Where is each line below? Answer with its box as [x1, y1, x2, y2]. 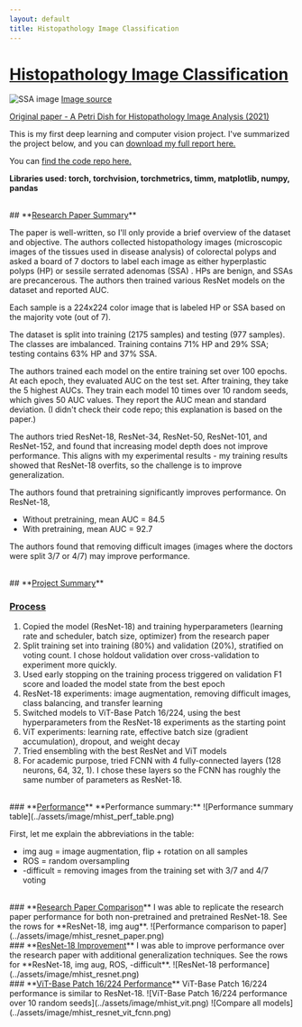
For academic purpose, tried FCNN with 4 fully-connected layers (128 [22, 755, 281, 766]
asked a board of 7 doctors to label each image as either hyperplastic [9, 256, 268, 267]
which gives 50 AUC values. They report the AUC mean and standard [9, 395, 267, 406]
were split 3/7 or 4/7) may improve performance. [9, 551, 191, 562]
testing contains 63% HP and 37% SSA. [9, 348, 158, 360]
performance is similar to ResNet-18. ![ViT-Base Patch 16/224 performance [9, 987, 288, 998]
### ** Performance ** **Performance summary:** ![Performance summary [9, 801, 294, 812]
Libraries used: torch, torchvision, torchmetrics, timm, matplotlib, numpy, [9, 173, 290, 184]
